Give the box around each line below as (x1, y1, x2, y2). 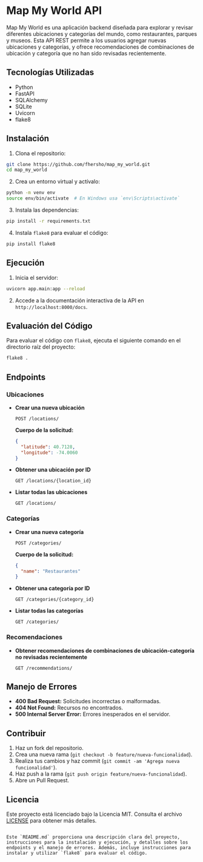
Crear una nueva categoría (15, 528, 84, 535)
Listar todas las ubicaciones (15, 488, 88, 496)
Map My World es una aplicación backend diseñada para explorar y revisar (6, 24, 193, 31)
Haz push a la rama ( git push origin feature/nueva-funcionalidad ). (15, 770, 187, 777)
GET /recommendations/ (15, 665, 73, 671)
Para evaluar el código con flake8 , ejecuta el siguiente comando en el (6, 337, 181, 344)
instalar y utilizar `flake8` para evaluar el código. (6, 850, 148, 857)
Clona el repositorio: (15, 150, 66, 157)
